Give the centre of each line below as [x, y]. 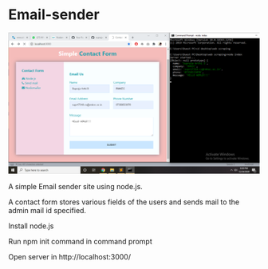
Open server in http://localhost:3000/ [70, 256]
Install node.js [31, 226]
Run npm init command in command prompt [81, 241]
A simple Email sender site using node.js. [76, 186]
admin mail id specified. [47, 210]
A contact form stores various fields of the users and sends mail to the [124, 202]
